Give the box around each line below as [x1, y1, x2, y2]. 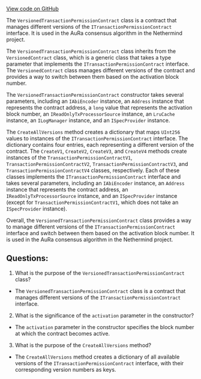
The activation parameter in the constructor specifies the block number [14, 323, 194, 330]
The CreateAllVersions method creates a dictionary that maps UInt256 [6, 129, 181, 135]
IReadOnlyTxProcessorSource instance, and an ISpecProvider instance [6, 193, 178, 199]
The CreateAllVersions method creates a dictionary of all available [14, 353, 180, 360]
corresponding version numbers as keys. [14, 366, 116, 373]
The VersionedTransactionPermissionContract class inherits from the [6, 48, 176, 55]
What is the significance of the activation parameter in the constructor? [14, 312, 194, 319]
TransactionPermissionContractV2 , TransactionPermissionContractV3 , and [6, 161, 188, 167]
